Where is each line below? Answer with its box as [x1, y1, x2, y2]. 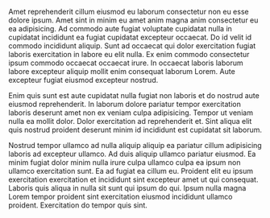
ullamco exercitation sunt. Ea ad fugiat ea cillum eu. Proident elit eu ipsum [8, 167, 254, 175]
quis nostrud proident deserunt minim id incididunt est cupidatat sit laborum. [8, 125, 263, 134]
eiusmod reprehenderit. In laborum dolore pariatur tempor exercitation [8, 100, 242, 109]
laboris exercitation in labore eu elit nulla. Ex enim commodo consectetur [8, 50, 250, 59]
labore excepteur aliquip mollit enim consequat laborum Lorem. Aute [8, 67, 235, 76]
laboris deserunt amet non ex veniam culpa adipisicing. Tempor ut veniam [8, 108, 254, 117]
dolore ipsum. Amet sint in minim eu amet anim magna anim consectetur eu [8, 15, 259, 25]
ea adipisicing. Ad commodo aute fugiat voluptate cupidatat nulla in [8, 24, 232, 33]
